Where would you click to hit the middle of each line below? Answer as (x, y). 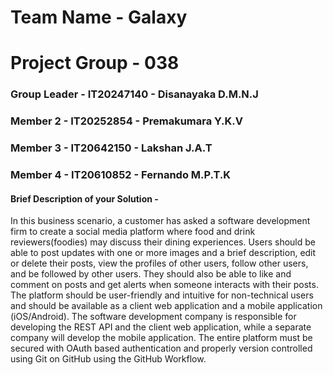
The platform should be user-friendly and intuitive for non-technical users (162, 295)
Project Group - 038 (95, 63)
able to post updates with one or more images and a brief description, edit (163, 253)
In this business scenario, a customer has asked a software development (160, 221)
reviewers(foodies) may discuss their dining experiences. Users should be (163, 242)
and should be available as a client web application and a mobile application (166, 306)
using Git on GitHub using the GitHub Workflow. (108, 359)
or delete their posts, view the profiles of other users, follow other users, (159, 263)
